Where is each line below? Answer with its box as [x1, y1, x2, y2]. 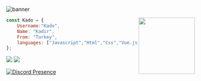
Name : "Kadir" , [17, 28, 55, 34]
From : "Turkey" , [17, 34, 58, 40]
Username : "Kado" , [17, 23, 60, 29]
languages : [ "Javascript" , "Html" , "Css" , [17, 40, 119, 46]
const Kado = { [6, 17, 44, 23]
